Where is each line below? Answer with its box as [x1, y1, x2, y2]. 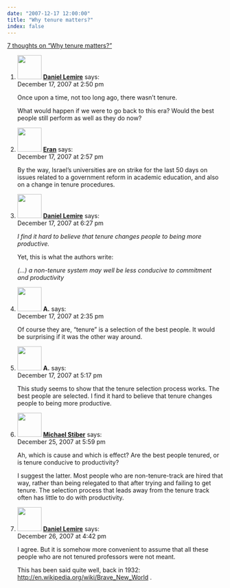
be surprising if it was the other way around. [16, 333, 143, 341]
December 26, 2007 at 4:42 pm [16, 532, 106, 541]
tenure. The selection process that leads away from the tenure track [16, 486, 210, 495]
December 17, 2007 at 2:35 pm [16, 312, 104, 320]
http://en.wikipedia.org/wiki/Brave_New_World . [16, 574, 152, 582]
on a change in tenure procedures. [16, 180, 115, 189]
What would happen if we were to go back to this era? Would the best [16, 107, 214, 115]
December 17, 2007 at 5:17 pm [16, 371, 103, 379]
